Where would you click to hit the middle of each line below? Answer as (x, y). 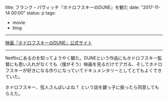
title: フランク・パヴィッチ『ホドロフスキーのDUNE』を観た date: (72, 7)
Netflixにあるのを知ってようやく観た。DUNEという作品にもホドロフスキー (81, 58)
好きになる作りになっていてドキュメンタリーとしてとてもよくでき (94, 70)
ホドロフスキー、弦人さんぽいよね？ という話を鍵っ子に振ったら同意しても (82, 87)
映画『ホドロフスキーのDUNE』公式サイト (49, 43)
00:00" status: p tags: (33, 13)
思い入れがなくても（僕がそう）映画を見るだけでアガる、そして (84, 64)
